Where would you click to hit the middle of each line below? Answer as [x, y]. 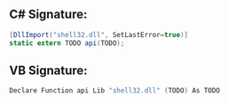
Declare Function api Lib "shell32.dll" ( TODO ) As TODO [114, 91]
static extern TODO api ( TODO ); [67, 43]
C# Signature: [48, 15]
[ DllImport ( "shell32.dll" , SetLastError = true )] [99, 34]
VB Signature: [48, 70]
